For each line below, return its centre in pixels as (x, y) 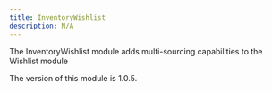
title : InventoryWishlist (57, 17)
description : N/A (42, 26)
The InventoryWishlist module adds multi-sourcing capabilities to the (136, 51)
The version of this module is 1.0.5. (73, 78)
